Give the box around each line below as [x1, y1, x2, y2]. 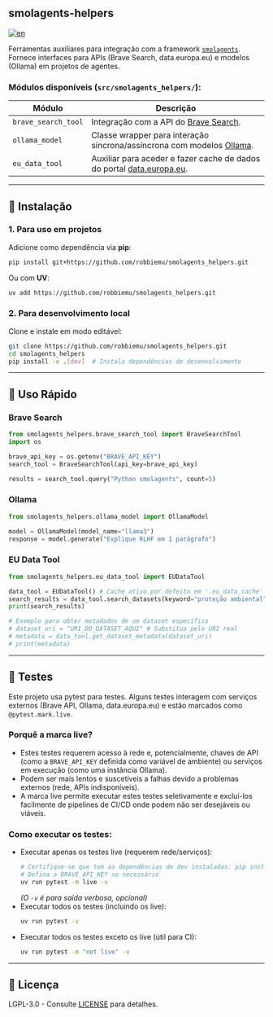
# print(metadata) [8, 639, 71, 648]
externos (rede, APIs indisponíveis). [19, 782, 140, 792]
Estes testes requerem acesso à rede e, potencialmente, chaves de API [19, 747, 258, 757]
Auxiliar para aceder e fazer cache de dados [91, 153, 261, 164]
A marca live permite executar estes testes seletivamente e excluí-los [19, 791, 253, 800]
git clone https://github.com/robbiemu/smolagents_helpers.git [8, 342, 227, 350]
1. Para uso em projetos [8, 224, 102, 235]
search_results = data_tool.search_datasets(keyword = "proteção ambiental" [8, 594, 267, 603]
